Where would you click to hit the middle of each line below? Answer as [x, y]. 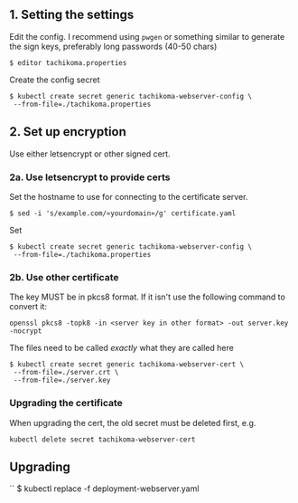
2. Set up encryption [68, 132]
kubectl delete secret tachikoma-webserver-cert [102, 439]
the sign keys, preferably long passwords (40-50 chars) [113, 46]
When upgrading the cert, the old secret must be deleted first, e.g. [133, 422]
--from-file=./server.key [62, 380]
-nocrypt [26, 331]
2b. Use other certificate [64, 277]
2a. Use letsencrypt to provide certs [90, 177]
